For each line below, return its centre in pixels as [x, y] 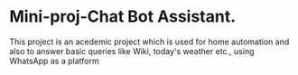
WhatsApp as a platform [54, 61]
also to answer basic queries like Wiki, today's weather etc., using [132, 51]
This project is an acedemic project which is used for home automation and [149, 42]
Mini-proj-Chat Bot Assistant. [123, 17]
